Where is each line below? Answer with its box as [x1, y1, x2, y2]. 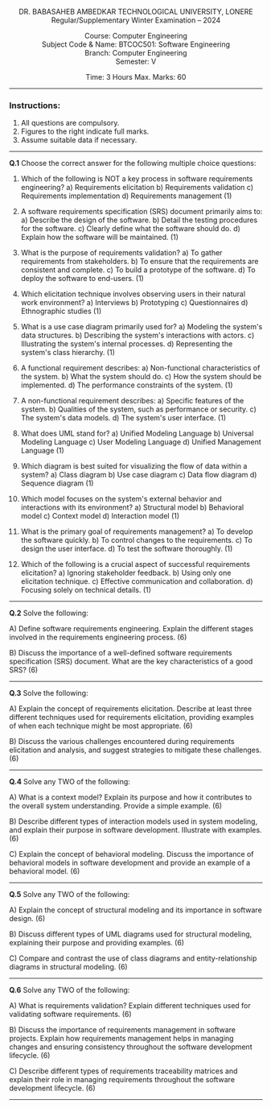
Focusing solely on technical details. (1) [20, 585, 152, 595]
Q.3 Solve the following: [9, 688, 88, 698]
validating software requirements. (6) [9, 1010, 132, 1019]
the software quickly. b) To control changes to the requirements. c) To [20, 535, 253, 545]
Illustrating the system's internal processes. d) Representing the [20, 339, 233, 349]
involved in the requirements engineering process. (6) [9, 632, 187, 643]
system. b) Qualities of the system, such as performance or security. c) [20, 404, 257, 414]
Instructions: [9, 100, 61, 111]
